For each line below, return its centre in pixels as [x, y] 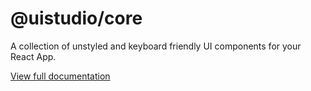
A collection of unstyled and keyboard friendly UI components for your [156, 46]
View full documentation [60, 76]
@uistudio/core [76, 18]
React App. [33, 56]
